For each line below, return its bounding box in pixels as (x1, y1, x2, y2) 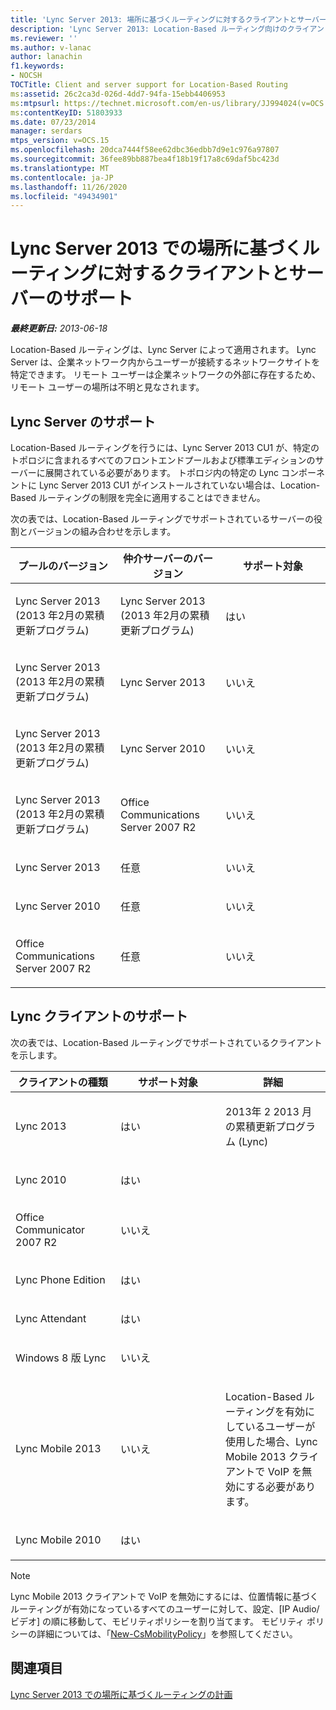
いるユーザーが (244, 1419, 316, 1433)
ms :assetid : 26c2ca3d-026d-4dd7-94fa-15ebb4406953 (10, 89, 226, 99)
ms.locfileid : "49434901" (10, 191, 118, 201)
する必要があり (245, 1479, 317, 1493)
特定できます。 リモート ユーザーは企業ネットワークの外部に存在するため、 (10, 369, 322, 381)
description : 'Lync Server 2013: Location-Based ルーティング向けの (10, 24, 288, 34)
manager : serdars (10, 126, 83, 136)
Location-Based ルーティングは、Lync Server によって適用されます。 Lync (10, 344, 317, 356)
